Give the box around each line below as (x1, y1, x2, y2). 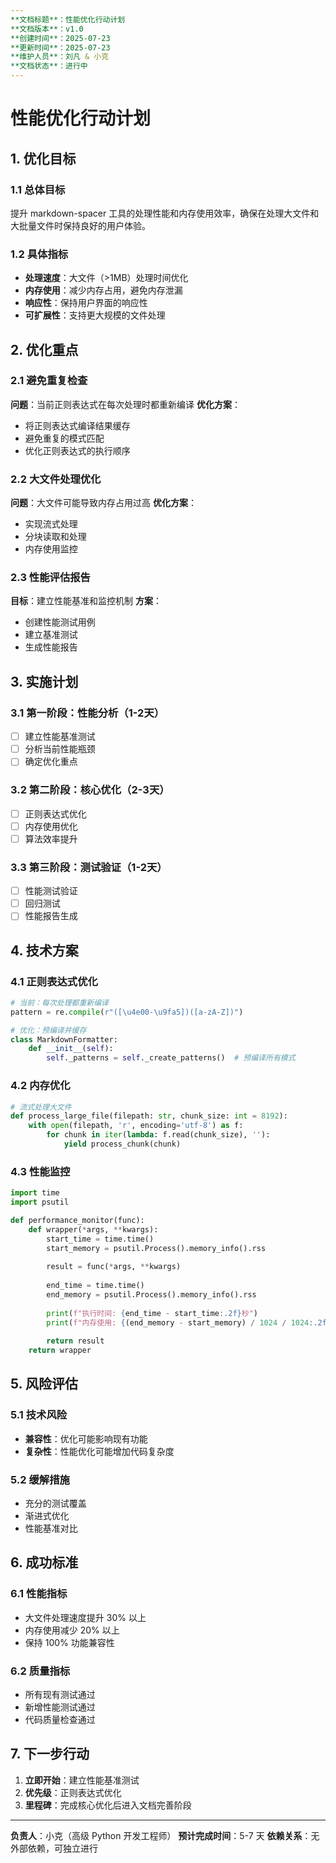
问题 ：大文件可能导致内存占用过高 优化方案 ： (10, 497, 197, 509)
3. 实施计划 (10, 673, 79, 690)
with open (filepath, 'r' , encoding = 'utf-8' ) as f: (28, 1121, 244, 1131)
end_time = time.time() (46, 1281, 145, 1291)
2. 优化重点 (10, 341, 79, 358)
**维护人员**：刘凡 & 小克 (10, 52, 110, 62)
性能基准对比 (24, 1522, 78, 1535)
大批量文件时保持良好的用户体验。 (10, 219, 151, 231)
